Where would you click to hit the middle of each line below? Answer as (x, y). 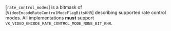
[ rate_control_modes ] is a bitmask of (44, 7)
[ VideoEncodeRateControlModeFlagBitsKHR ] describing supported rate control (86, 12)
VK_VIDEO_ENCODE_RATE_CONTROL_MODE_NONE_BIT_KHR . (59, 23)
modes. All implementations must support (50, 18)
